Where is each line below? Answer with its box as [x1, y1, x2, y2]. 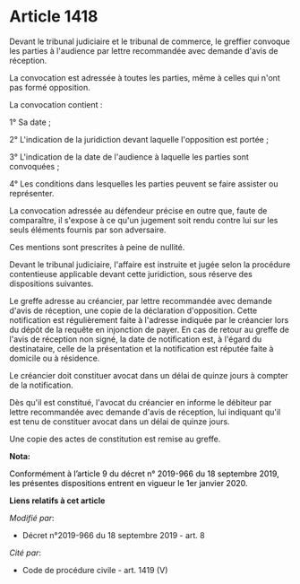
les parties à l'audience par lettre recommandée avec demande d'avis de [9, 45, 279, 56]
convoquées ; [9, 161, 60, 171]
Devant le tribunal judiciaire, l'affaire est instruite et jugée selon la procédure [9, 258, 291, 270]
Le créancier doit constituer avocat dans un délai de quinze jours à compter [9, 370, 288, 380]
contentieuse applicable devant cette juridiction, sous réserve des [9, 268, 253, 279]
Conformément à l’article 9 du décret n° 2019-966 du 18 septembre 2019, [9, 468, 279, 479]
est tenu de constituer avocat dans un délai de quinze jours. [9, 415, 230, 427]
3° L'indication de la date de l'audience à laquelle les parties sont [9, 151, 249, 162]
